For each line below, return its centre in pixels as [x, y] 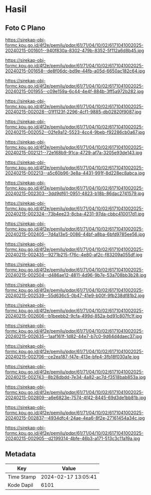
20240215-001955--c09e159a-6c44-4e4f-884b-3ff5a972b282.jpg [74, 91]
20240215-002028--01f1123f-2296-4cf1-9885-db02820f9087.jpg [73, 112]
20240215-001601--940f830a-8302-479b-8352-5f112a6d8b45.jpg [74, 51]
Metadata [20, 454]
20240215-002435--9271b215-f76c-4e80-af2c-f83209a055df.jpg [74, 255]
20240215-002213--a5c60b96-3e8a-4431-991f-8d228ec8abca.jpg [75, 173]
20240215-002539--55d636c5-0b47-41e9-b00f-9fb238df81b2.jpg [75, 295]
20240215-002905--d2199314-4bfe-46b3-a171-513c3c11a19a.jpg [73, 438]
